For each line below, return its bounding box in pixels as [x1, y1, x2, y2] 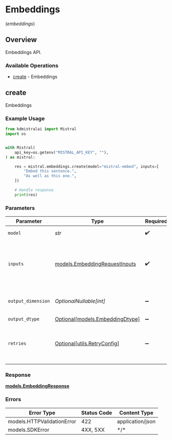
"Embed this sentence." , [24, 168, 77, 174]
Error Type [29, 409, 55, 416]
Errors [5, 396, 21, 403]
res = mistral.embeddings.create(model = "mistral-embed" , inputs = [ [14, 164, 159, 169]
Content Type [119, 409, 154, 416]
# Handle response [14, 187, 54, 193]
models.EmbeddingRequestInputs [54, 260, 136, 267]
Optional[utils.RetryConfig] [54, 340, 119, 347]
